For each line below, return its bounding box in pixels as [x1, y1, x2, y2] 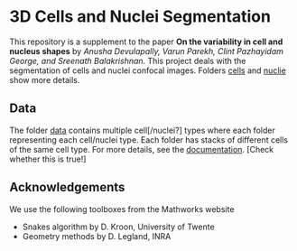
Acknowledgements [9, 180, 125, 195]
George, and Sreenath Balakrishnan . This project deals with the [9, 55, 246, 66]
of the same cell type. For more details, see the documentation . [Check [9, 144, 274, 154]
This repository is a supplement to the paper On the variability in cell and [9, 36, 283, 47]
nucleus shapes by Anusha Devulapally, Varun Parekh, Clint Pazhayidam [9, 45, 284, 56]
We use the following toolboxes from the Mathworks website [9, 203, 235, 214]
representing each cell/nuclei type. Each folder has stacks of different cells [9, 134, 289, 145]
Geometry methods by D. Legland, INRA [22, 230, 172, 241]
